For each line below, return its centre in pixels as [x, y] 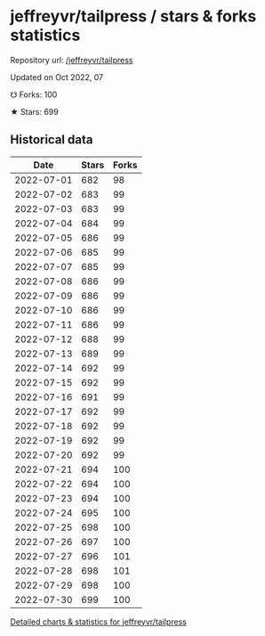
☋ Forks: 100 [34, 94]
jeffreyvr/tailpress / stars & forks [133, 16]
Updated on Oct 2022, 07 [57, 77]
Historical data [52, 140]
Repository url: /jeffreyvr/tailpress [72, 60]
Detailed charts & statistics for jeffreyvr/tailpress [99, 622]
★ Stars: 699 [34, 111]
